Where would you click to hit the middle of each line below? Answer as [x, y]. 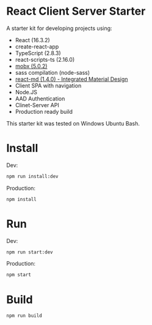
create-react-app [37, 47]
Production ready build [44, 111]
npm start [19, 275]
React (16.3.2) [32, 40]
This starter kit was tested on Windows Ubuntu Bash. [73, 123]
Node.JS [26, 92]
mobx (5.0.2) [31, 66]
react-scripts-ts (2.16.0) [45, 59]
